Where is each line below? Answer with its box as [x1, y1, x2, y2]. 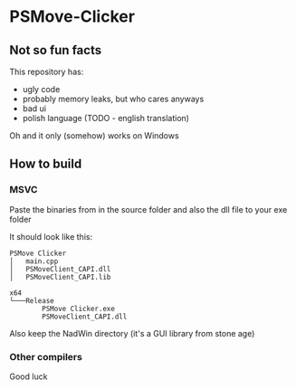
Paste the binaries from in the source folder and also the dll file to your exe [9, 204, 288, 214]
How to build [9, 157, 82, 172]
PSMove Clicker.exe [42, 304, 116, 313]
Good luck [9, 371, 48, 382]
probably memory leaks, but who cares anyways [22, 93, 205, 104]
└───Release [9, 296, 54, 305]
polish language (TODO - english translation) [22, 113, 190, 123]
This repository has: [9, 66, 84, 77]
